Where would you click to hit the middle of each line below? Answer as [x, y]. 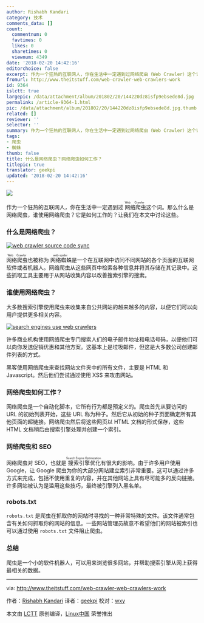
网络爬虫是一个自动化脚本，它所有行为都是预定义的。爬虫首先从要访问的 [97, 406]
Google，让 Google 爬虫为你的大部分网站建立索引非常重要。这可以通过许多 [100, 470]
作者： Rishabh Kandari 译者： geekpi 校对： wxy [66, 601]
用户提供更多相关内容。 [36, 314]
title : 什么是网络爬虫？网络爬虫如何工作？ [54, 159]
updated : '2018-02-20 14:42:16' [47, 176]
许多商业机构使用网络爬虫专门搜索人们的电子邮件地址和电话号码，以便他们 [99, 339]
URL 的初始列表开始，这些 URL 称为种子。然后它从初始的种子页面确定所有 [99, 414]
